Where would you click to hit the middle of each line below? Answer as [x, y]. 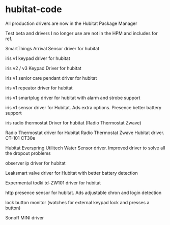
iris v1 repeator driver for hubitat [39, 88]
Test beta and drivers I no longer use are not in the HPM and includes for [81, 33]
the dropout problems [28, 153]
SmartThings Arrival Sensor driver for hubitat [52, 48]
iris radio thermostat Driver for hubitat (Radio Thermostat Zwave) [73, 122]
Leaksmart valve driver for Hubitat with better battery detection [72, 173]
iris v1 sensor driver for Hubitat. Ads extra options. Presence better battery [83, 107]
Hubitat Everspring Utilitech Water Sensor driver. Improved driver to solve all [85, 148]
